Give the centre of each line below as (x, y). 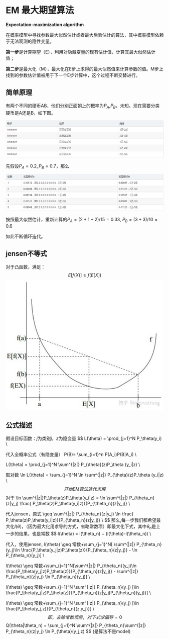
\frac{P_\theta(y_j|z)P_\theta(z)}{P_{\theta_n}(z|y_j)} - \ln (79, 550)
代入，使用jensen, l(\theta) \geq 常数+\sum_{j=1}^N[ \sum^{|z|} (71, 544)
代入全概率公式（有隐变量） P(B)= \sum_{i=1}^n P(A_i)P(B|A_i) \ (71, 454)
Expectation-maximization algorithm (45, 24)
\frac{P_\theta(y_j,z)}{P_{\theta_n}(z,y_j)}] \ (50, 608)
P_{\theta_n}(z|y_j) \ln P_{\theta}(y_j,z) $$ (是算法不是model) (68, 631)
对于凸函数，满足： (26, 266)
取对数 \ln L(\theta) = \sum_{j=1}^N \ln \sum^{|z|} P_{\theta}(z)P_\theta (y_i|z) (85, 475)
